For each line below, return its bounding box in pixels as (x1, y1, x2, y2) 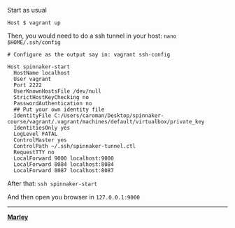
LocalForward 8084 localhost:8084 (13, 161, 114, 168)
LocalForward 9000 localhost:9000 (13, 155, 114, 162)
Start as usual (7, 6, 47, 14)
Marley (7, 213, 29, 221)
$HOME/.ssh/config (7, 39, 61, 46)
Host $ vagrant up (7, 20, 61, 26)
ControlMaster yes (13, 137, 68, 144)
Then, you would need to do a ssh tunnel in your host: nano (7, 31, 177, 40)
